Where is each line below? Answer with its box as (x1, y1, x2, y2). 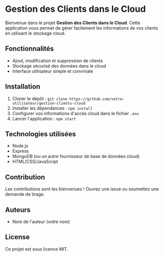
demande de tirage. (5, 191, 45, 197)
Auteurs (5, 206, 31, 214)
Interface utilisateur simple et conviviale (12, 68, 94, 74)
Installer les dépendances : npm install (12, 105, 93, 111)
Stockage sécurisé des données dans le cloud (12, 63, 106, 69)
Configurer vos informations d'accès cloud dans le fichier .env (12, 110, 139, 116)
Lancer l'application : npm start (12, 115, 76, 121)
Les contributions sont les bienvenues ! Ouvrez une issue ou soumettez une (5, 186, 159, 192)
